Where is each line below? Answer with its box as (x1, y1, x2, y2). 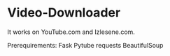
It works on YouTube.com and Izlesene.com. (7, 28, 135, 36)
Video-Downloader (7, 5, 121, 21)
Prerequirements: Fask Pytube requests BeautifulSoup (7, 41, 164, 49)
